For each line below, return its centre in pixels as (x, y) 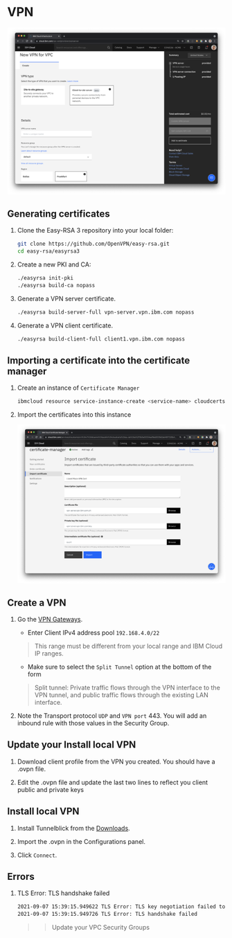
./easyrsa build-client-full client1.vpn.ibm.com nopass (101, 339)
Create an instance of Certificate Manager (78, 388)
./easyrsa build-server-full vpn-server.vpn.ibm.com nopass (106, 312)
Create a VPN (37, 603)
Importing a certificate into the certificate (99, 360)
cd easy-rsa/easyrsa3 (48, 251)
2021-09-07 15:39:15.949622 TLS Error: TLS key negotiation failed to (121, 907)
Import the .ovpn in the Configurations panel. (81, 841)
